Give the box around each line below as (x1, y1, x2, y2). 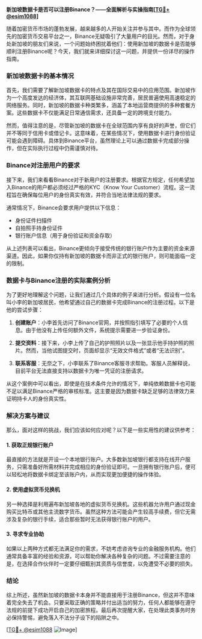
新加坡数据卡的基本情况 (6, 72, 74, 80)
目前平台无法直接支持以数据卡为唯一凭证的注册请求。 (14, 367, 147, 374)
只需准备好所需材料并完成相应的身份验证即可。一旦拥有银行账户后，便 (16, 464, 191, 471)
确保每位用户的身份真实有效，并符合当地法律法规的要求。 (22, 191, 164, 198)
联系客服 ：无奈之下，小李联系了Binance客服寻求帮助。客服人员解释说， (14, 359, 194, 367)
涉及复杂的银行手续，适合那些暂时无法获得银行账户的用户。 (6, 515, 154, 523)
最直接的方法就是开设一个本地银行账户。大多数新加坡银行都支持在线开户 (6, 456, 185, 463)
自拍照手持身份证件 (14, 224, 63, 231)
